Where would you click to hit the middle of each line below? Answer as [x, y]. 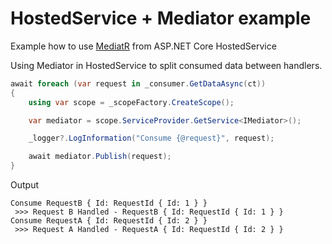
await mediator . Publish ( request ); [100, 157]
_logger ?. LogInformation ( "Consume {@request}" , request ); [151, 138]
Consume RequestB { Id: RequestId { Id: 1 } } [109, 203]
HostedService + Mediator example [161, 18]
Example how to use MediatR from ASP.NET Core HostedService [143, 46]
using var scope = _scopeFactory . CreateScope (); [131, 102]
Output [24, 185]
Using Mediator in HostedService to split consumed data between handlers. [166, 65]
